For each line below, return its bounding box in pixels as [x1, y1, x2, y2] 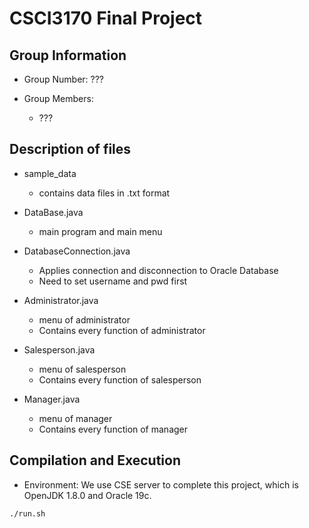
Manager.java [23, 393, 81, 405]
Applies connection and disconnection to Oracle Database [38, 264, 279, 276]
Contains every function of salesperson [38, 373, 202, 386]
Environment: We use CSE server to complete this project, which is [23, 478, 299, 491]
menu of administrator [38, 313, 131, 326]
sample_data [23, 167, 77, 179]
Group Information [9, 47, 127, 64]
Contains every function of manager [38, 423, 189, 435]
